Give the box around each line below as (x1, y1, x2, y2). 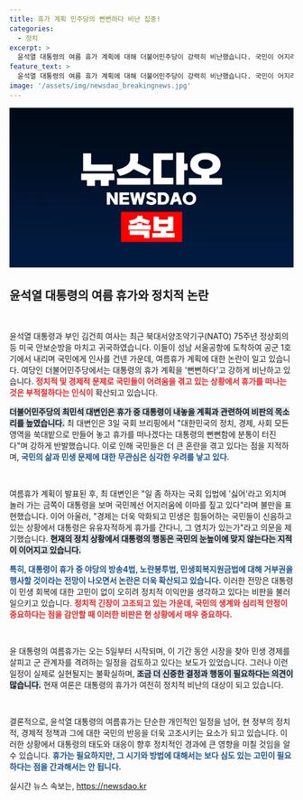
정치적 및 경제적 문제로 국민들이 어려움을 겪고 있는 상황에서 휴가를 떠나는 (35, 376, 287, 387)
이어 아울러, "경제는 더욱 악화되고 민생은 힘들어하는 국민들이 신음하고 (50, 511, 292, 522)
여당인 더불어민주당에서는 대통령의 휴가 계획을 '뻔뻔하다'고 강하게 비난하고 (21, 365, 281, 376)
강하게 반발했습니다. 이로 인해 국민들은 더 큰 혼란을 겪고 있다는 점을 (30, 441, 266, 451)
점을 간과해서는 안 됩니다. (32, 761, 122, 772)
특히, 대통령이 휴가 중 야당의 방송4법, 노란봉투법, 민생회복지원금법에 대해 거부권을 (9, 564, 293, 575)
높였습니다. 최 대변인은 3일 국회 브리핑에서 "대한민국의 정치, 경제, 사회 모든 (25, 418, 289, 429)
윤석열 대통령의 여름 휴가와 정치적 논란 (9, 287, 209, 302)
